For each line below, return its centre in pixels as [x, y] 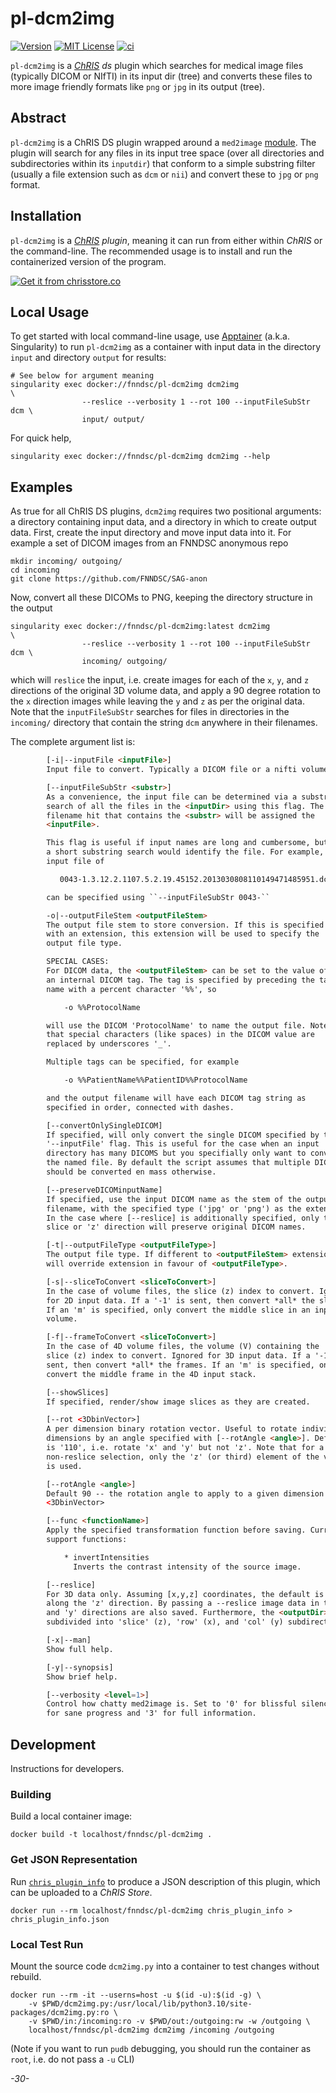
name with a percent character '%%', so [131, 989]
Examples [41, 487]
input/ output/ [113, 420]
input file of [75, 862]
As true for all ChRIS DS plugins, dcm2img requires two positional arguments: [166, 511]
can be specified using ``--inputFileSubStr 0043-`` [158, 897]
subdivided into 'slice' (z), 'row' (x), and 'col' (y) [165, 1622]
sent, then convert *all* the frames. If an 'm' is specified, [180, 1365]
